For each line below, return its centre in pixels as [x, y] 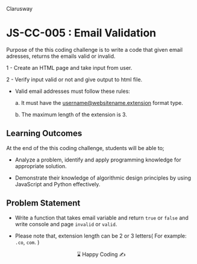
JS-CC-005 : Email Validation [81, 33]
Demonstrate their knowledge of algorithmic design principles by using [103, 178]
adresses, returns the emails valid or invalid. [61, 56]
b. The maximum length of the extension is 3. [71, 115]
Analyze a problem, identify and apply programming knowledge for [98, 160]
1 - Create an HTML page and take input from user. [69, 68]
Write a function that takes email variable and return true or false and [102, 218]
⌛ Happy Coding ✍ [101, 254]
